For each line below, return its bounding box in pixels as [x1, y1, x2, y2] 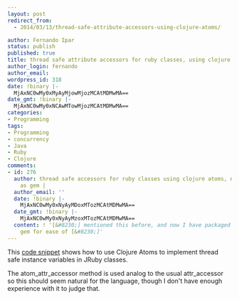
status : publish [7, 43, 55, 50]
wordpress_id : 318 [7, 76, 62, 83]
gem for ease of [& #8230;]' [20, 228, 103, 235]
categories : [7, 109, 43, 117]
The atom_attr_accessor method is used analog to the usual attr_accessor [7, 269, 224, 277]
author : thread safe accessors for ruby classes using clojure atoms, [14, 175, 228, 182]
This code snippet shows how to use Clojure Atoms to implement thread [7, 247, 218, 256]
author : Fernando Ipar [7, 36, 75, 43]
